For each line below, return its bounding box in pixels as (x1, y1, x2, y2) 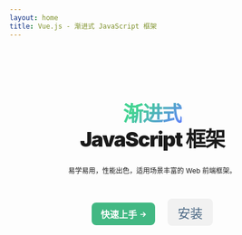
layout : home (9, 13, 59, 23)
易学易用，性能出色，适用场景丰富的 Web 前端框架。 (67, 165, 237, 175)
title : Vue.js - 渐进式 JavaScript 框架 (9, 22, 157, 31)
